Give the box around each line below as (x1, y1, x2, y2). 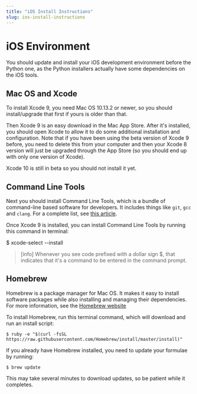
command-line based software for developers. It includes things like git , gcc (6, 204, 191, 211)
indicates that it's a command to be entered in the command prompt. (20, 257, 187, 264)
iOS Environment (6, 40, 90, 53)
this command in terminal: (6, 228, 69, 235)
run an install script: (6, 320, 54, 327)
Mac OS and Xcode (6, 88, 78, 98)
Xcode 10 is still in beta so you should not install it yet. (6, 165, 137, 172)
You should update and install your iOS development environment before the (6, 59, 191, 66)
